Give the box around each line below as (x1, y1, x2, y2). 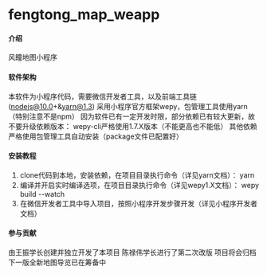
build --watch (19, 189, 65, 198)
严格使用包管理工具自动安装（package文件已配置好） (8, 131, 183, 141)
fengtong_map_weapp (8, 6, 160, 24)
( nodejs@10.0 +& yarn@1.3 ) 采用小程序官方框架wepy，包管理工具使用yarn (8, 101, 249, 111)
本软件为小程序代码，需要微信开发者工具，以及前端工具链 (8, 92, 197, 101)
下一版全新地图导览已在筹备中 (8, 257, 106, 267)
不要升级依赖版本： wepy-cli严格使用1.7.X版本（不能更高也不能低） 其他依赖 (8, 121, 257, 131)
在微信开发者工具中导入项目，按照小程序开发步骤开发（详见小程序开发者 (19, 198, 257, 208)
